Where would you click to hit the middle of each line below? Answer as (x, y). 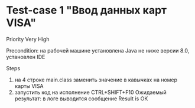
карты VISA (29, 86)
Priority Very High (28, 39)
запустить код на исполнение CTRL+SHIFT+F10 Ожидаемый (90, 92)
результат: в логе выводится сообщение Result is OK (81, 99)
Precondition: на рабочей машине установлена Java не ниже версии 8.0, (98, 50)
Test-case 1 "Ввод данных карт (87, 10)
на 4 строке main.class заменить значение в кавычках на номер (96, 80)
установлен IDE (26, 57)
